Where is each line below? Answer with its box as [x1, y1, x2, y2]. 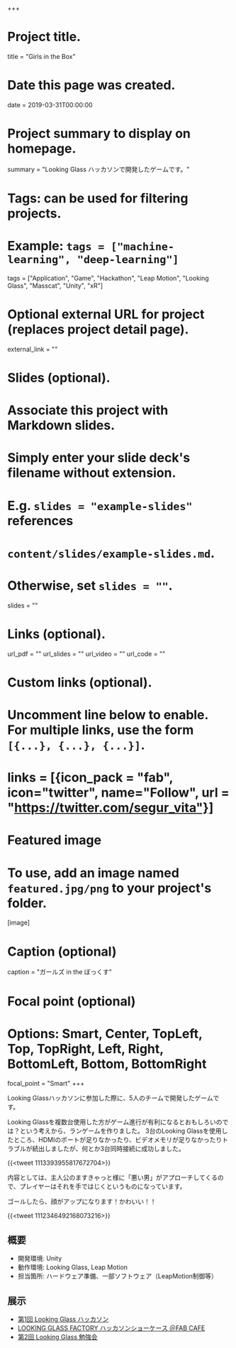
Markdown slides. [7, 417, 116, 433]
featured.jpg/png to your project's [7, 880, 212, 896]
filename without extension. [7, 465, 176, 481]
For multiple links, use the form [7, 722, 194, 738]
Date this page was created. [7, 77, 176, 93]
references [7, 512, 74, 529]
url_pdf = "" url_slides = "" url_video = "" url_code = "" [7, 649, 166, 658]
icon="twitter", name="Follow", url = [7, 784, 230, 801]
